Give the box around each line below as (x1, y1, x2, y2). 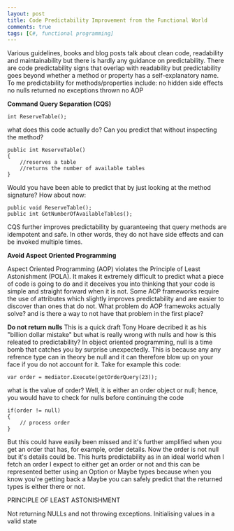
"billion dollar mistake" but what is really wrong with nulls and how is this (7, 331, 217, 339)
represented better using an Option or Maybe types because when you (7, 467, 212, 476)
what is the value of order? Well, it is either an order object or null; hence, (7, 386, 219, 394)
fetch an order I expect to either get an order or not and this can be (7, 460, 200, 469)
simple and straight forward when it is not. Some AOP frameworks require (7, 287, 219, 296)
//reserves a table (20, 159, 77, 166)
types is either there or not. (7, 483, 86, 491)
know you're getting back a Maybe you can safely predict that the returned (7, 475, 223, 483)
